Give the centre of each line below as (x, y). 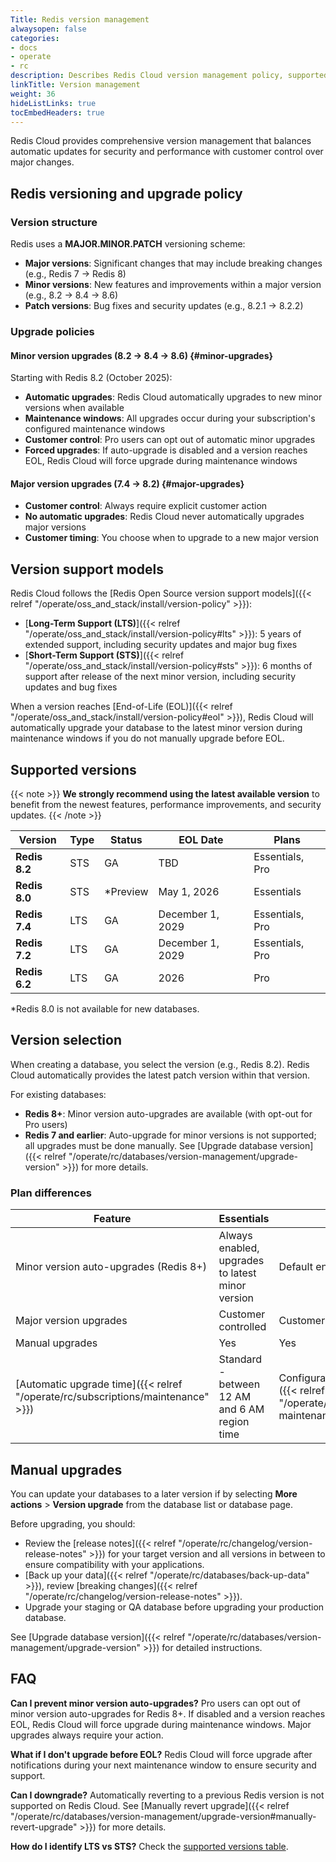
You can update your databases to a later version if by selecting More (154, 1493)
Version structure (54, 222)
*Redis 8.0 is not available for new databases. (105, 1009)
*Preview (126, 892)
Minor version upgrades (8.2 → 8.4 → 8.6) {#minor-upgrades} (142, 355)
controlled (242, 1327)
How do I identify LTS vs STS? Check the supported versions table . (149, 1846)
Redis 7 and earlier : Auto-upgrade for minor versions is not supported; (170, 1135)
